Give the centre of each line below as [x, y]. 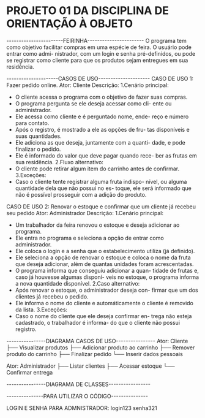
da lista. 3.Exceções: [41, 310]
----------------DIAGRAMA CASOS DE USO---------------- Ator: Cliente [97, 341]
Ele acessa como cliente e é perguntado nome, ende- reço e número [102, 116]
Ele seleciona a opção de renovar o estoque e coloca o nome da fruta [103, 257]
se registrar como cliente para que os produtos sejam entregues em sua [97, 60]
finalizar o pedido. [38, 149]
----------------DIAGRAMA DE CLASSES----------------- [79, 384]
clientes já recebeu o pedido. [52, 296]
